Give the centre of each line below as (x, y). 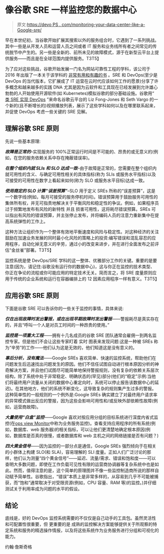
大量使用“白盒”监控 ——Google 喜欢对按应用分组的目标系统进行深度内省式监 (82, 417)
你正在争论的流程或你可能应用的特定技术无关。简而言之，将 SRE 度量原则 (79, 272)
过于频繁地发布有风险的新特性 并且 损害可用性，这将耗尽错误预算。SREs (78, 209)
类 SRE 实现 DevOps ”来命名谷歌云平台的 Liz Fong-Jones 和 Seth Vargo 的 (80, 99)
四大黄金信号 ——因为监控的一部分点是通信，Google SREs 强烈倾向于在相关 (81, 446)
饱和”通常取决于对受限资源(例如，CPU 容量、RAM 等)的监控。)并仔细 (88, 483)
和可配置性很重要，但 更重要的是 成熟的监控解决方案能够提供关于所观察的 (79, 524)
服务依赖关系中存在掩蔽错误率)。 (59, 157)
